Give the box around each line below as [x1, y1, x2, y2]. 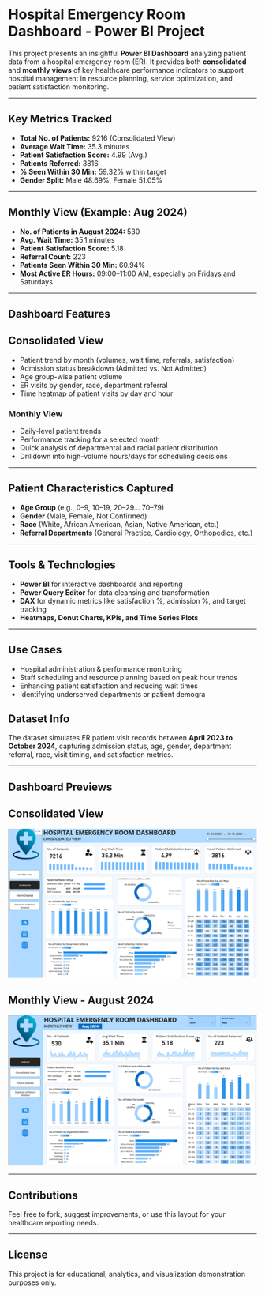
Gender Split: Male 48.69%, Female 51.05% [19, 175, 163, 185]
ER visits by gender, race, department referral [19, 380, 168, 390]
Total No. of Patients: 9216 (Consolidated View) [19, 133, 176, 143]
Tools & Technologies [8, 559, 116, 572]
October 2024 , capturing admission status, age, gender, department [8, 741, 232, 751]
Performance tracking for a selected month [19, 435, 160, 444]
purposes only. [8, 1278, 57, 1287]
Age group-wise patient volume [19, 371, 123, 381]
